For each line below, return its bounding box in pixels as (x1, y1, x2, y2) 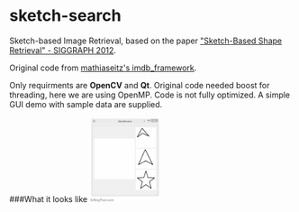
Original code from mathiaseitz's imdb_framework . (9, 62, 197, 73)
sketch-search (9, 5, 122, 26)
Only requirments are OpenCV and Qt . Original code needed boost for (9, 79, 270, 90)
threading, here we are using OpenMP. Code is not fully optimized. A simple (9, 89, 291, 100)
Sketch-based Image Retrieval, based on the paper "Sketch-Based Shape (9, 35, 282, 46)
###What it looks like (9, 193, 88, 204)
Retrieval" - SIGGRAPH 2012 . (9, 44, 117, 55)
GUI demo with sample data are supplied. (9, 98, 163, 109)
